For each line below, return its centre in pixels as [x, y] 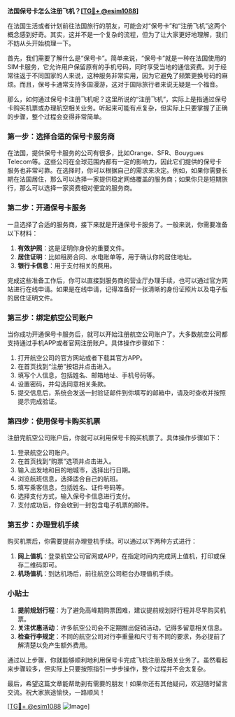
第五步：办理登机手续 [43, 525]
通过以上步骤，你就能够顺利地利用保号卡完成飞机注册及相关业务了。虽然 [111, 660]
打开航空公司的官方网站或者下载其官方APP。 [82, 357]
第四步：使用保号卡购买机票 [54, 421]
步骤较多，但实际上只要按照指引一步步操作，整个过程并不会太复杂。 [111, 668]
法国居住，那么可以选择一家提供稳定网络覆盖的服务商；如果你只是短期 [120, 179]
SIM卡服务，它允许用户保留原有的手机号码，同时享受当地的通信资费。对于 [114, 67]
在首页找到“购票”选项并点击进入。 [66, 461]
